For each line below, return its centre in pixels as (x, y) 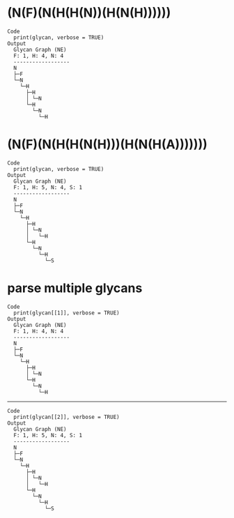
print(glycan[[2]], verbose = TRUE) (67, 417)
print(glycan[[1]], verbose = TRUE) (67, 313)
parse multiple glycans (75, 288)
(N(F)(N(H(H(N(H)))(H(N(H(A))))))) (107, 145)
